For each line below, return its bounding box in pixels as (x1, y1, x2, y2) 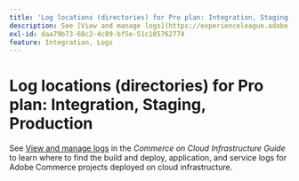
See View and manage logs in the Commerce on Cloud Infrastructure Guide (9, 143, 287, 153)
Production (9, 114, 93, 134)
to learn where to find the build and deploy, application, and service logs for (9, 153, 287, 163)
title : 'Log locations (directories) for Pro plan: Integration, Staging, (9, 12, 293, 22)
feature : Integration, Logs (9, 37, 114, 47)
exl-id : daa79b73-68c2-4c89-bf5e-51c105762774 (9, 29, 185, 38)
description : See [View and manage (9, 21, 141, 30)
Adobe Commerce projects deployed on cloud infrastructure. (9, 161, 233, 173)
